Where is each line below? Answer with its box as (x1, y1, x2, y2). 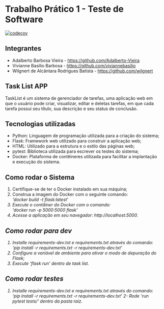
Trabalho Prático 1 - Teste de (5, 3, 124, 15)
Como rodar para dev (5, 226, 72, 235)
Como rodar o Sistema (5, 173, 75, 181)
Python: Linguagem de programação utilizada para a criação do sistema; (12, 133, 160, 139)
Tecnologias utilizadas (5, 119, 76, 128)
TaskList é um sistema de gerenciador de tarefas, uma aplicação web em (5, 95, 153, 101)
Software (5, 14, 43, 25)
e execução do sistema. (12, 159, 60, 165)
